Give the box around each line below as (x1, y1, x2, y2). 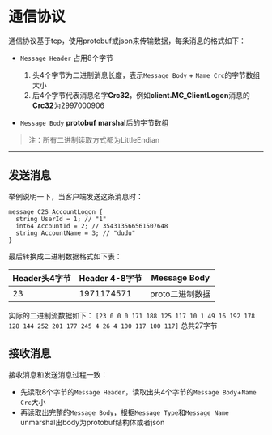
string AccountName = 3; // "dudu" (15, 228, 136, 237)
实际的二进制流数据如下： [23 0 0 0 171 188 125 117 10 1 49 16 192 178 (8, 310, 255, 320)
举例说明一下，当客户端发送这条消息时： (8, 191, 143, 201)
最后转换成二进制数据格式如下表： (8, 251, 122, 261)
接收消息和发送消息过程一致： (8, 369, 108, 379)
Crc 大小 (19, 397, 46, 407)
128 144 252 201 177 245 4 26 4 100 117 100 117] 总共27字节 (8, 321, 218, 331)
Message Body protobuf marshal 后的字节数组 (19, 117, 169, 127)
